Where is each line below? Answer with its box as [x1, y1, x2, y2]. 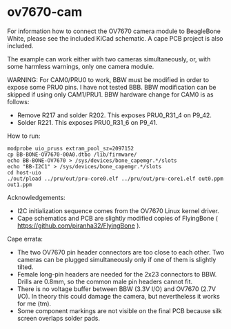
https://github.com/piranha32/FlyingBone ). [17, 221, 141, 230]
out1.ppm [7, 181, 32, 188]
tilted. [17, 263, 34, 271]
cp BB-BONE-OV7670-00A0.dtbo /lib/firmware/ [7, 151, 137, 158]
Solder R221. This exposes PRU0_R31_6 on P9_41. [17, 118, 158, 126]
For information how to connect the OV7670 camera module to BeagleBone [7, 27, 221, 35]
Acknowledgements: [7, 193, 66, 201]
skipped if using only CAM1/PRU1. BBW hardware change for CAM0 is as [7, 90, 214, 99]
